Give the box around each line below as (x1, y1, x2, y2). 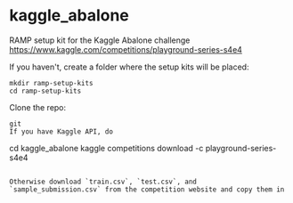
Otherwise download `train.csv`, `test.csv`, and (9, 177, 198, 186)
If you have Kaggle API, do (9, 126, 114, 136)
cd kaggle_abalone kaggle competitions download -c (9, 142, 204, 153)
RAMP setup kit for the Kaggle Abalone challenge (9, 35, 191, 45)
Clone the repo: (9, 101, 67, 112)
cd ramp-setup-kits (9, 86, 82, 95)
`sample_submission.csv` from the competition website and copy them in (9, 184, 285, 194)
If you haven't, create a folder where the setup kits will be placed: (9, 61, 249, 72)
